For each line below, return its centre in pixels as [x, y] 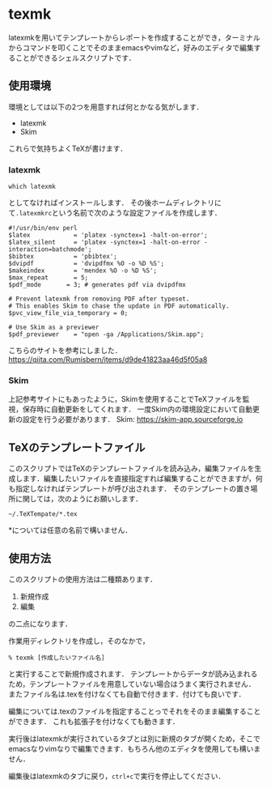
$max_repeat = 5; [49, 278]
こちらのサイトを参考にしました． [65, 351]
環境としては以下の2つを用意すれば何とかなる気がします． [106, 107]
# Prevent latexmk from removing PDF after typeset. [99, 299]
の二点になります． [40, 624]
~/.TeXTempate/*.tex [43, 514]
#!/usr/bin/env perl [43, 228]
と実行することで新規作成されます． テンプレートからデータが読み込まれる [133, 674]
